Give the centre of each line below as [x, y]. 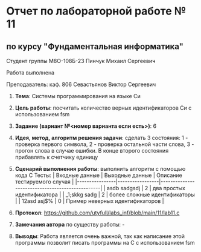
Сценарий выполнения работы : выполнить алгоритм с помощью [100, 169]
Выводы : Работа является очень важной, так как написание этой [100, 236]
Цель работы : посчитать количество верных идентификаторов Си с [103, 108]
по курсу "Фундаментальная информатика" [95, 46]
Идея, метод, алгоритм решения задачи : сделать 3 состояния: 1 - [101, 138]
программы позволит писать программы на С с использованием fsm [105, 243]
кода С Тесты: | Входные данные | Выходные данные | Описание [98, 175]
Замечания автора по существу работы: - [70, 224]
